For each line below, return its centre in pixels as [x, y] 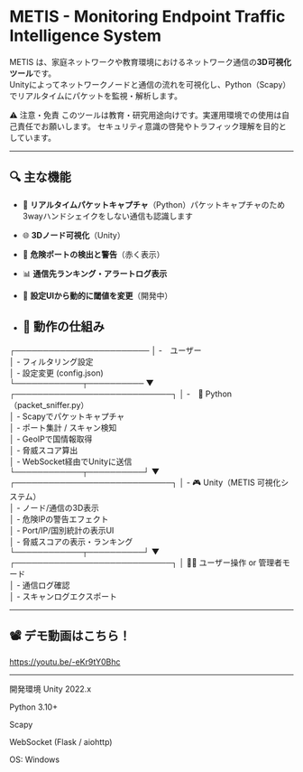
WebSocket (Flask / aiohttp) [61, 742]
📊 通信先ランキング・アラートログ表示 [95, 274]
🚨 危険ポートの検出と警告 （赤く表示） [93, 254]
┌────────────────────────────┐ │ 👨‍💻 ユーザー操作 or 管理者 [146, 563]
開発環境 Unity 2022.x [50, 689]
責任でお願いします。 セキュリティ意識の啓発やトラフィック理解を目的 [148, 126]
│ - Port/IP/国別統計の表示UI [62, 530]
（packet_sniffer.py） [49, 405]
